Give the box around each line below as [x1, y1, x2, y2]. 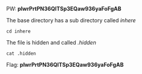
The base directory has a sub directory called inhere [6, 17, 137, 23]
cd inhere [6, 28, 31, 34]
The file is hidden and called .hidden [6, 39, 96, 46]
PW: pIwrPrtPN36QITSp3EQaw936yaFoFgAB [6, 5, 122, 12]
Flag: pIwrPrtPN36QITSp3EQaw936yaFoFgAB [6, 61, 124, 68]
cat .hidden [6, 51, 36, 57]
